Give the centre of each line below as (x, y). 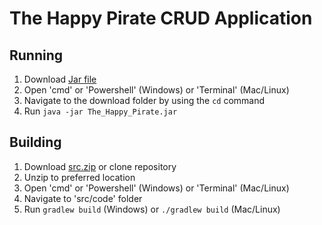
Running (36, 55)
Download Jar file (60, 79)
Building (35, 142)
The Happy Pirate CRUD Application (161, 18)
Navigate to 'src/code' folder (83, 198)
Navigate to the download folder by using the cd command (144, 100)
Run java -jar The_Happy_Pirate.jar (100, 111)
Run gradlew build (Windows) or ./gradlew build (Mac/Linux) (152, 209)
